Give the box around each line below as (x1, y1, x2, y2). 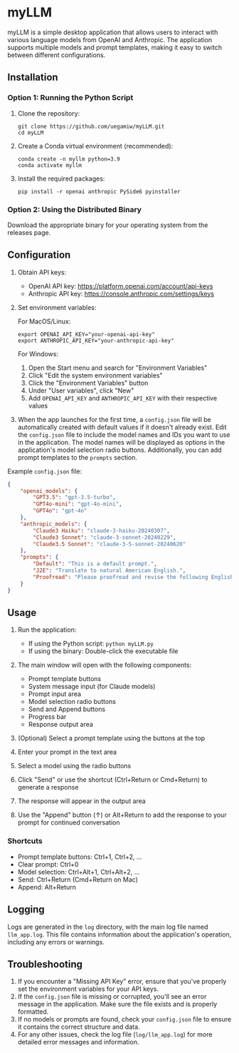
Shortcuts (7, 836, 43, 846)
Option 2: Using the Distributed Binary (7, 204, 142, 214)
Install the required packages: (17, 174, 105, 183)
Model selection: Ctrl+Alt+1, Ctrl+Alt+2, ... (17, 867, 140, 876)
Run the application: (17, 625, 77, 634)
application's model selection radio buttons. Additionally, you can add (17, 445, 222, 454)
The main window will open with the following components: (17, 661, 192, 670)
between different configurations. (7, 51, 106, 59)
